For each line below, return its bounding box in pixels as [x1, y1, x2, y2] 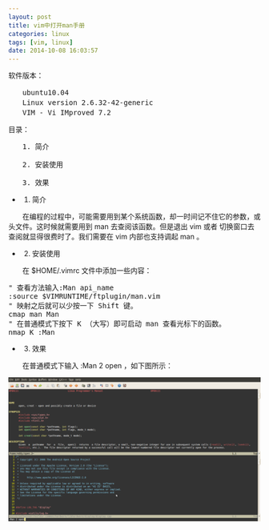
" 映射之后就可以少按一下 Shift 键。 [8, 301, 138, 311]
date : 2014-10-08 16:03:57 [8, 46, 98, 55]
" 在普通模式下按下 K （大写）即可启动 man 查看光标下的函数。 [8, 319, 227, 328]
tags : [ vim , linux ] [8, 38, 74, 46]
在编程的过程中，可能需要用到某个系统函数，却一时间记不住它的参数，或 [22, 212, 261, 222]
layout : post [8, 13, 52, 21]
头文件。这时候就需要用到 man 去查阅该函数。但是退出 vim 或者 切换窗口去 [8, 222, 255, 231]
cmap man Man [8, 310, 60, 319]
